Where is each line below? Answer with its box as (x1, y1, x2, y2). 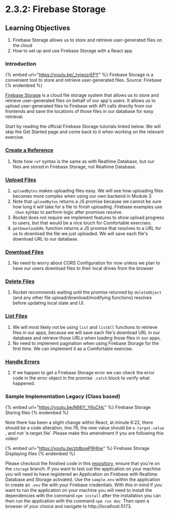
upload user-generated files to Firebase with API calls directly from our (5, 103, 153, 109)
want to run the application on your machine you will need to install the (5, 487, 152, 493)
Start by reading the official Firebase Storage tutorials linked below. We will (5, 124, 161, 130)
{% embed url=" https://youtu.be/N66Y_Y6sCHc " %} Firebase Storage (5, 405, 151, 411)
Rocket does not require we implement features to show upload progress (12, 214, 164, 220)
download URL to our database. (12, 236, 79, 242)
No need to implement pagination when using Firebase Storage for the (12, 340, 159, 346)
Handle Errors (5, 358, 40, 365)
